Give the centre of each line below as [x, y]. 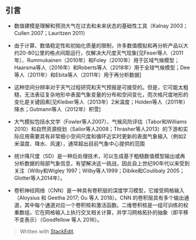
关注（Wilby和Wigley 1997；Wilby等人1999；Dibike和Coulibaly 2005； [99, 170]
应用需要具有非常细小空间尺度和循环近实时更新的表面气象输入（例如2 [103, 136]
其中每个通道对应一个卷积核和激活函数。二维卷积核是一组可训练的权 [106, 205]
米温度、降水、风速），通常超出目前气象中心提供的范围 [79, 143]
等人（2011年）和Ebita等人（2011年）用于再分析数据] [78, 74]
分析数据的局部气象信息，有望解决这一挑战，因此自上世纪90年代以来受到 [102, 163]
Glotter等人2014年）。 [39, 178]
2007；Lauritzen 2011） [59, 33]
